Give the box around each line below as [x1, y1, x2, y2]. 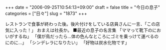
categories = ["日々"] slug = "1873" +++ [5, 10, 87, 16]
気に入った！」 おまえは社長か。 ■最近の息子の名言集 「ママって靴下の [5, 27, 153, 33]
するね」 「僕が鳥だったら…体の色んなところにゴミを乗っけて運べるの [13, 34, 159, 39]
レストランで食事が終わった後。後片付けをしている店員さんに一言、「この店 [5, 21, 161, 27]
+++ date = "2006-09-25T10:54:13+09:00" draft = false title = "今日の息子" [5, 4, 161, 10]
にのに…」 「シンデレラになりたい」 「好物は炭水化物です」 [5, 40, 130, 46]
